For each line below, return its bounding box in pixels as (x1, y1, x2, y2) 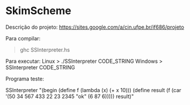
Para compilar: (5, 35, 41, 42)
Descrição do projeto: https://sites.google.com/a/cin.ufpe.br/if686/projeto (5, 23, 184, 31)
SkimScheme (5, 4, 72, 18)
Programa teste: (5, 75, 45, 82)
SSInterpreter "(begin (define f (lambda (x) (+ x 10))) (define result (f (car (5, 86, 182, 93)
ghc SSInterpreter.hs (19, 46, 70, 53)
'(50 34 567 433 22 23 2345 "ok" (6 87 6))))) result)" (5, 93, 134, 100)
